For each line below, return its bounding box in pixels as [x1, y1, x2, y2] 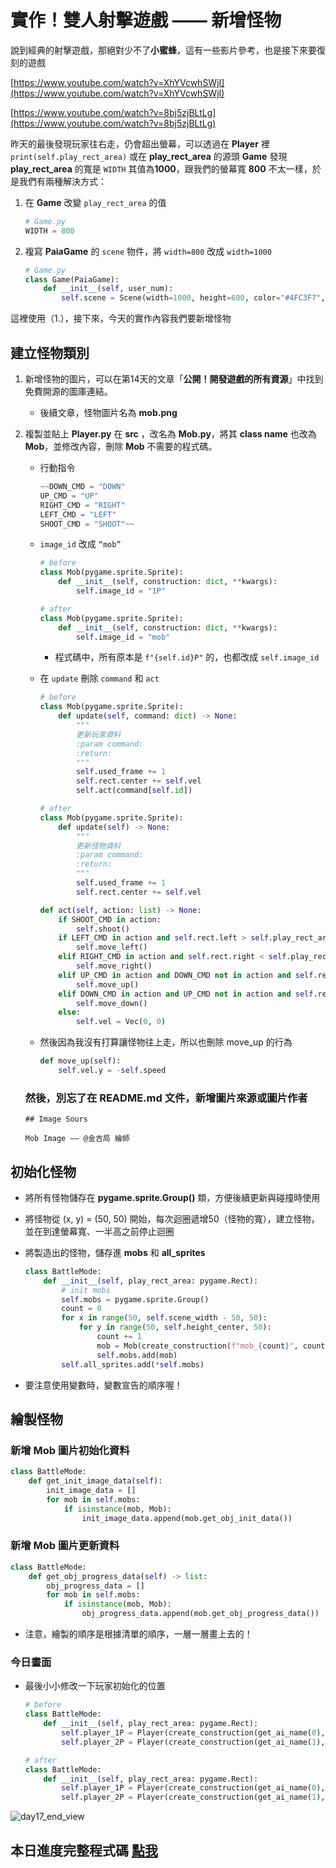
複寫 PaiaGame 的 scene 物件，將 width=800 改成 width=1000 [24, 245, 272, 257]
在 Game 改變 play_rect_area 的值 [24, 196, 167, 208]
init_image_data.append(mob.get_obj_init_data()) [81, 1513, 293, 1523]
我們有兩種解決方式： [18, 175, 107, 187]
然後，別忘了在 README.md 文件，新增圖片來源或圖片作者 [24, 1091, 308, 1105]
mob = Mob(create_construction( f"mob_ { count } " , [96, 1341, 299, 1351]
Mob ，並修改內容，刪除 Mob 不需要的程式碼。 [24, 441, 218, 452]
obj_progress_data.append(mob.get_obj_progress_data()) [81, 1609, 320, 1619]
